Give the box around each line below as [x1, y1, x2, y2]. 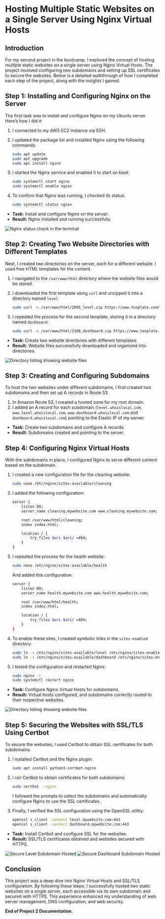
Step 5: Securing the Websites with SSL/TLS [5, 721, 143, 729]
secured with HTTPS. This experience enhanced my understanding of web [5, 893, 156, 899]
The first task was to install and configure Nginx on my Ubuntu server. [5, 112, 147, 118]
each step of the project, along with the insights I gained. [5, 78, 120, 84]
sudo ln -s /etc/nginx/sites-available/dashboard [12, 655, 116, 660]
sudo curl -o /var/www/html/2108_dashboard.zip [12, 328, 111, 334]
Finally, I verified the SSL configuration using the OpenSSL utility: [12, 808, 144, 813]
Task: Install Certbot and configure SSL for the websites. [12, 831, 128, 836]
